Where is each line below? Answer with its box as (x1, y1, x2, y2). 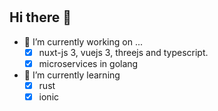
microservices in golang (38, 57, 139, 69)
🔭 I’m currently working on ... (23, 35, 143, 48)
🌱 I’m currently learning (23, 69, 121, 81)
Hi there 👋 (9, 9, 72, 26)
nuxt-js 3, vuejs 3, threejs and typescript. (38, 46, 209, 58)
